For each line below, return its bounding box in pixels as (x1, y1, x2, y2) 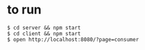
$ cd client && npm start (7, 30, 81, 37)
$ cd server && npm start (7, 24, 81, 31)
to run (7, 2, 42, 18)
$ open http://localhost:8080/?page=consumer (7, 36, 139, 43)
